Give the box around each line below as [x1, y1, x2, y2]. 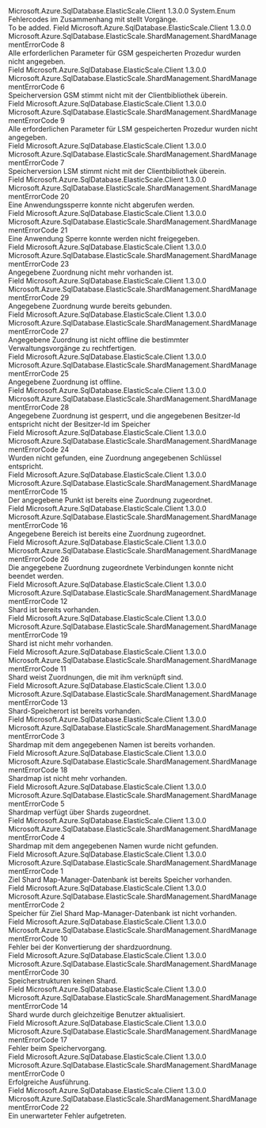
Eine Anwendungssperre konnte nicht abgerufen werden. [8, 200, 196, 210]
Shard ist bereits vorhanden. [8, 605, 101, 614]
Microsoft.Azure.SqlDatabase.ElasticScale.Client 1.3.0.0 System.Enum [8, 6, 236, 15]
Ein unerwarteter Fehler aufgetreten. [8, 1111, 127, 1120]
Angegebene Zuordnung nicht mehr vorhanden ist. [8, 268, 174, 277]
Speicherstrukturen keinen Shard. [8, 976, 118, 985]
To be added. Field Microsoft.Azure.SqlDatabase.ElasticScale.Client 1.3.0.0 [8, 23, 252, 33]
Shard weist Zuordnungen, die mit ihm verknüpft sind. [8, 672, 184, 682]
